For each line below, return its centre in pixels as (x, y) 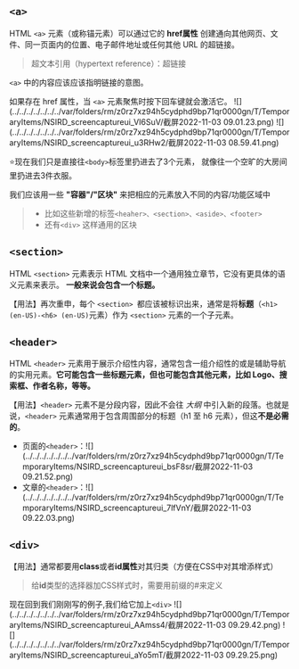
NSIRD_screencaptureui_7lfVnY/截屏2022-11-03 (164, 508)
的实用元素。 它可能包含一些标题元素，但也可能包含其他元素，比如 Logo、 (145, 375)
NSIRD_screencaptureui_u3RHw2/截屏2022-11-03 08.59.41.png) (162, 142)
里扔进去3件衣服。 (43, 175)
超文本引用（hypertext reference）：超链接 (109, 63)
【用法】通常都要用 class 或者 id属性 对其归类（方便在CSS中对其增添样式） (144, 566)
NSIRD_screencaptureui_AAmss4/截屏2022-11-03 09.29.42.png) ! (165, 625)
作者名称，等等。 (64, 386)
